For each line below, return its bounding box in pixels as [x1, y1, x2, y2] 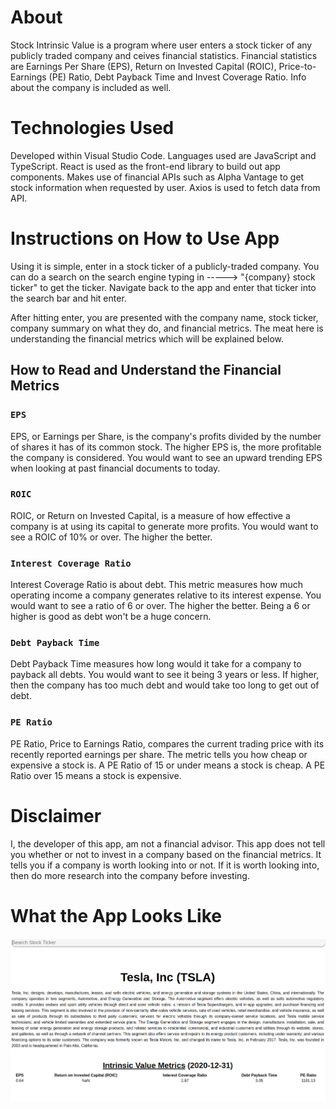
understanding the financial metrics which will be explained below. [10, 332, 285, 345]
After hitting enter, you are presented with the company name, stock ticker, [10, 311, 319, 323]
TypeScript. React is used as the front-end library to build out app [10, 160, 281, 172]
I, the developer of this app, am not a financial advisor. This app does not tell [10, 837, 326, 850]
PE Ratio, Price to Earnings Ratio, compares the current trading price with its [10, 737, 325, 750]
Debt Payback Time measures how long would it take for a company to [10, 658, 302, 670]
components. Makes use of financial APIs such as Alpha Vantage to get [10, 171, 305, 183]
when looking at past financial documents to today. [10, 462, 221, 474]
